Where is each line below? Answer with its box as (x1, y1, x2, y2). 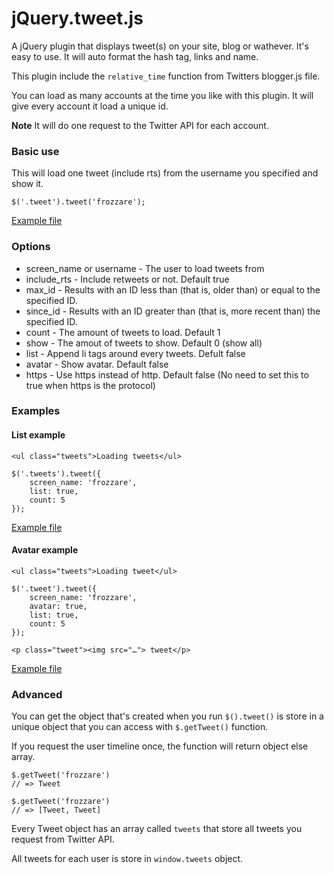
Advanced (11, 687, 63, 701)
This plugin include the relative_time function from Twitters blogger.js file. (11, 70, 321, 82)
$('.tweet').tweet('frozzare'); (11, 197, 146, 207)
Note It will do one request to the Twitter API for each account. (11, 119, 269, 131)
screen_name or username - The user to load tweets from (25, 262, 265, 274)
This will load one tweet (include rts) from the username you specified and (11, 167, 319, 179)
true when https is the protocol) (25, 379, 156, 391)
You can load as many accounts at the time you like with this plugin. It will (11, 89, 314, 101)
